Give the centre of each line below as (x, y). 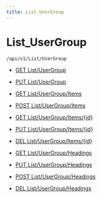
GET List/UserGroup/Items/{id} (54, 117)
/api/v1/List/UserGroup (37, 59)
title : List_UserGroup (35, 12)
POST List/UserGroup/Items (50, 105)
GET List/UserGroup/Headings (53, 153)
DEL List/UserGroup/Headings (53, 188)
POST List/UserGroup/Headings (55, 176)
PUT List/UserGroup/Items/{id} (54, 129)
